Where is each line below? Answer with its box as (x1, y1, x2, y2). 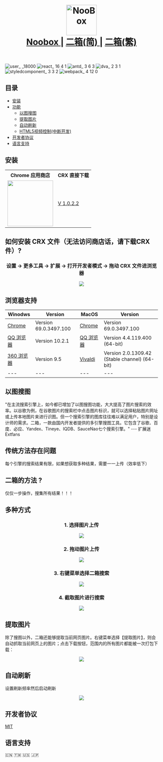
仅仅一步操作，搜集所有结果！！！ (5, 490, 73, 496)
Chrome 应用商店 (10, 172, 50, 179)
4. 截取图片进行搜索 (58, 594, 105, 601)
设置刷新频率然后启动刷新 (5, 685, 56, 691)
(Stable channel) (103, 356, 142, 362)
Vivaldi (80, 356, 96, 362)
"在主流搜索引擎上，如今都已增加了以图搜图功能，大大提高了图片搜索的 (5, 401, 147, 407)
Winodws (8, 311, 31, 318)
